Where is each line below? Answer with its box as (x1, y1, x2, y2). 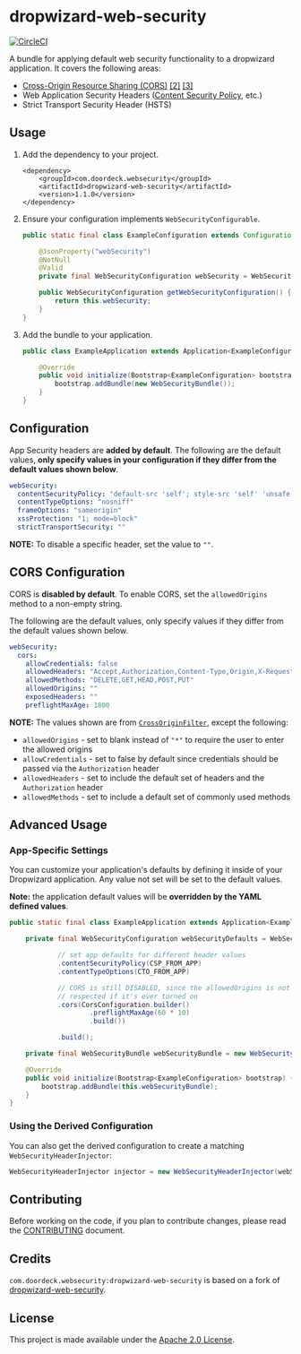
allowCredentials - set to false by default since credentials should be (21, 753, 279, 763)
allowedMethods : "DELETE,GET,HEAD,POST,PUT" (25, 676, 194, 685)
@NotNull (39, 255, 72, 264)
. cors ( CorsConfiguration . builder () (56, 1000, 191, 1009)
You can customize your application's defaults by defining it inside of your (9, 865, 283, 875)
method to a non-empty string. (9, 598, 123, 608)
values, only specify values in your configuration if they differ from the (9, 454, 278, 465)
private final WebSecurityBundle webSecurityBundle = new (25, 1049, 246, 1058)
